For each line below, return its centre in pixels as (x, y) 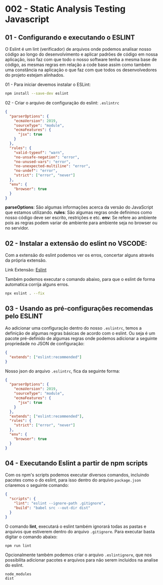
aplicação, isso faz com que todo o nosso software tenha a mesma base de (81, 59)
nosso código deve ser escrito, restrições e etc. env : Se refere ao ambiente (81, 218)
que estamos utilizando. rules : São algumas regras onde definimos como (79, 212)
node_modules (18, 574)
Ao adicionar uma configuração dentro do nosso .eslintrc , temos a (73, 328)
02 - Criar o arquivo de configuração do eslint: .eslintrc (62, 103)
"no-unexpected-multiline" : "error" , (52, 166)
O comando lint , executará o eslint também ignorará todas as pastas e (76, 526)
